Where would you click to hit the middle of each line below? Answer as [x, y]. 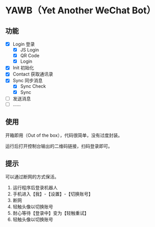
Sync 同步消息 [28, 81]
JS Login [30, 50]
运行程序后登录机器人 [35, 188]
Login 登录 [24, 44]
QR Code [30, 56]
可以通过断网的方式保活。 [32, 177]
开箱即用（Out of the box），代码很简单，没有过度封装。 [64, 135]
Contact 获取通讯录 [33, 74]
